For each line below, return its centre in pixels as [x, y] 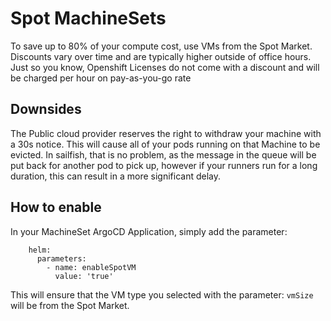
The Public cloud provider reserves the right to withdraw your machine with [166, 133]
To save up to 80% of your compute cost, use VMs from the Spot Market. [161, 46]
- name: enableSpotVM [91, 267]
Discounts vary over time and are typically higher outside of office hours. [161, 56]
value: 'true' [84, 276]
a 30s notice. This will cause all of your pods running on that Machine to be [165, 144]
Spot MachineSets [88, 18]
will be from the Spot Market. [70, 305]
